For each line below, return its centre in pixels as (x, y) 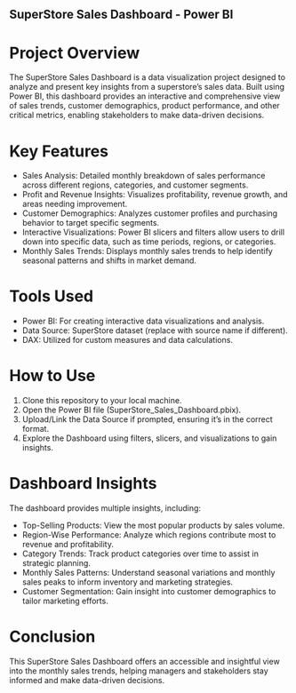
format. (36, 429)
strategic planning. (56, 563)
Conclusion (52, 637)
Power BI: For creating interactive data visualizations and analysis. (143, 321)
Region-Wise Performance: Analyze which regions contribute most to (149, 535)
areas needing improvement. (74, 204)
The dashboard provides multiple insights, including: (105, 508)
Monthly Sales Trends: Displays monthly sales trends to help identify (147, 251)
